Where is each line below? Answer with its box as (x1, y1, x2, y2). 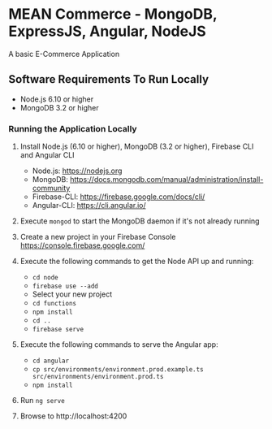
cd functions (32, 300, 77, 308)
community (32, 184, 71, 193)
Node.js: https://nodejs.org (32, 166, 123, 175)
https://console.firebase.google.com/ (19, 240, 145, 250)
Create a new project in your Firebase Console (19, 232, 176, 242)
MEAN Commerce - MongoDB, (8, 5, 218, 24)
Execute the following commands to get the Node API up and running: (19, 257, 254, 266)
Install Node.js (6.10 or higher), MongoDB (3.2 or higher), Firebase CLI (19, 141, 254, 151)
